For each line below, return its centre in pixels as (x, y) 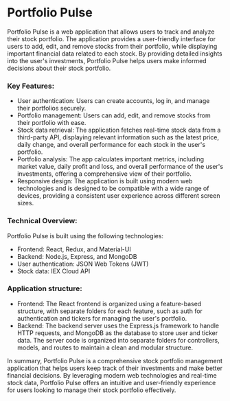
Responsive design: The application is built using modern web (105, 181)
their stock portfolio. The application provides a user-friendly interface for (112, 38)
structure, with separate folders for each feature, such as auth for (110, 311)
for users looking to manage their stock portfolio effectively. (92, 390)
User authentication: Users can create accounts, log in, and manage (113, 101)
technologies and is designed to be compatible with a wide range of (113, 188)
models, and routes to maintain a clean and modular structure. (105, 347)
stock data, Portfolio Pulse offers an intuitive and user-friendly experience (112, 382)
